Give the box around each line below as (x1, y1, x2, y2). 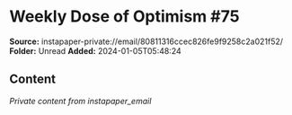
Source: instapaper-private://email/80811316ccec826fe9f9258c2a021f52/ (9, 36, 284, 47)
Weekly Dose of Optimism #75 (9, 6, 240, 27)
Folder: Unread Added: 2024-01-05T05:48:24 (9, 45, 181, 56)
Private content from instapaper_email (9, 95, 152, 106)
